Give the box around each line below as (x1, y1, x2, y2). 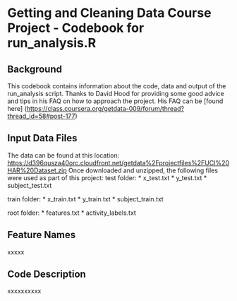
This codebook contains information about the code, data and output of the (7, 82, 226, 90)
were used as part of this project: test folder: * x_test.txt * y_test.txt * (7, 173, 207, 182)
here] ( (7, 105, 27, 112)
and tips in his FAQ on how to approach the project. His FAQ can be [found (7, 97, 224, 105)
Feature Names (7, 229, 76, 241)
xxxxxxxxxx (7, 287, 42, 295)
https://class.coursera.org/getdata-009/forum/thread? (26, 105, 185, 112)
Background (7, 63, 62, 75)
